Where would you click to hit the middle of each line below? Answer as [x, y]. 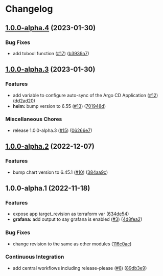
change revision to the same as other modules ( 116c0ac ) [72, 244]
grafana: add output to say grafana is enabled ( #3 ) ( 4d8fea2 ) [77, 219]
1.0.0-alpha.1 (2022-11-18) [48, 188]
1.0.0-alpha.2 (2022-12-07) [50, 146]
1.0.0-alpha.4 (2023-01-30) [51, 28]
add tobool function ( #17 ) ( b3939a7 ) [51, 53]
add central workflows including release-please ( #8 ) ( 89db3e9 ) [80, 268]
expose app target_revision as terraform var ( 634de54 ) [71, 214]
